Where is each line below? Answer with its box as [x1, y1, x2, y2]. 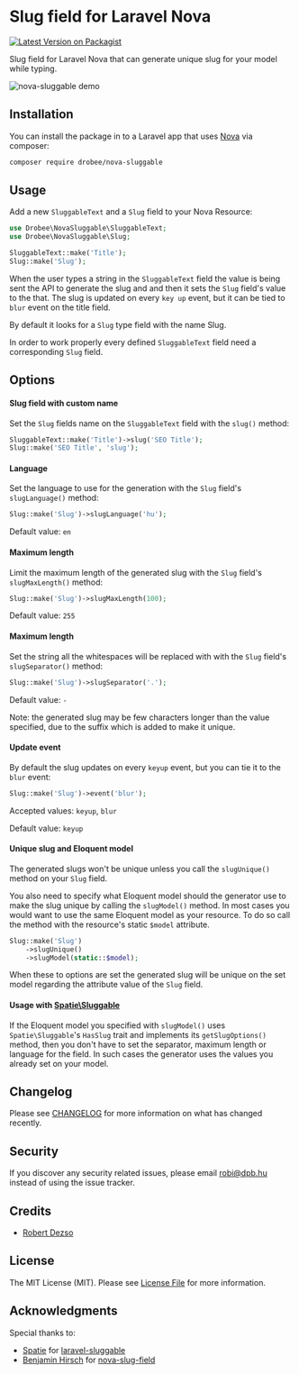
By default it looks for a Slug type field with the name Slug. [9, 319, 227, 330]
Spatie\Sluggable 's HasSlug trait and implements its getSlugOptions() [9, 1029, 267, 1040]
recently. [9, 1117, 42, 1128]
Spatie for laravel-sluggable [22, 1344, 126, 1355]
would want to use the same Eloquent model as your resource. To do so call [9, 909, 291, 920]
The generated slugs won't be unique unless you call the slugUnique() [9, 863, 270, 874]
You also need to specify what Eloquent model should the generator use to [9, 890, 286, 901]
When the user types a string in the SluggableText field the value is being [9, 273, 281, 284]
